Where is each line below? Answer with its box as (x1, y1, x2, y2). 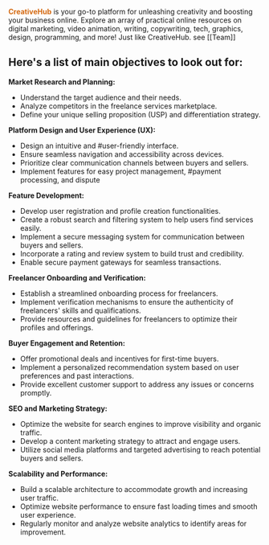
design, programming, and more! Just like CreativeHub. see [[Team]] (8, 32, 236, 42)
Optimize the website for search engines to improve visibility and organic (19, 419, 262, 428)
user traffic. (19, 493, 59, 502)
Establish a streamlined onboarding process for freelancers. (19, 289, 218, 298)
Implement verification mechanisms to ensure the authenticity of (19, 297, 234, 306)
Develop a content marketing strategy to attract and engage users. (19, 436, 241, 445)
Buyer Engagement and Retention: (8, 338, 126, 348)
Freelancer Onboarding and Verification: (8, 272, 146, 282)
